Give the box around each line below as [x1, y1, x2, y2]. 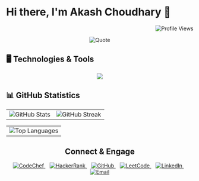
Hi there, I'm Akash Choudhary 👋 [6, 5, 171, 19]
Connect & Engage [64, 146, 135, 156]
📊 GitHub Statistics [6, 90, 80, 101]
